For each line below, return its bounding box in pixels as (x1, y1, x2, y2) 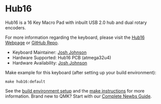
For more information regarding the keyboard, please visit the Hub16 (5, 34, 145, 40)
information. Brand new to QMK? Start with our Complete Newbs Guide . (5, 93, 152, 99)
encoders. (5, 24, 26, 30)
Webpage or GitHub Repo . (5, 39, 59, 45)
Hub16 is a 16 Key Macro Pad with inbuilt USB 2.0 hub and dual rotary (5, 19, 147, 25)
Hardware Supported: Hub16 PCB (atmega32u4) (12, 54, 111, 60)
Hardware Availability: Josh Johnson (12, 60, 87, 66)
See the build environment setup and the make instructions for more (5, 88, 145, 94)
